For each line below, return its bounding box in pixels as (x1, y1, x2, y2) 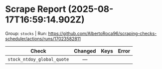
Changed (74, 47, 96, 54)
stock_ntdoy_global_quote (7, 56, 69, 62)
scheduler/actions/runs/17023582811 (5, 36, 81, 42)
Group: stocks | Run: (5, 30, 47, 36)
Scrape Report (5, 3, 66, 15)
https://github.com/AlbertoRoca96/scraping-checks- (48, 30, 157, 36)
